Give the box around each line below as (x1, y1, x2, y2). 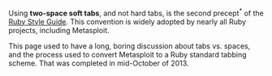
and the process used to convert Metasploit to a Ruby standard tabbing (8, 49, 247, 59)
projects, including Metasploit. (8, 25, 110, 35)
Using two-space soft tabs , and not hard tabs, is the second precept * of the (8, 7, 264, 18)
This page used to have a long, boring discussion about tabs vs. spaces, (8, 40, 251, 51)
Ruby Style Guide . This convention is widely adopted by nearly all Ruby (8, 16, 246, 27)
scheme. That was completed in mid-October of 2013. (8, 58, 189, 68)
